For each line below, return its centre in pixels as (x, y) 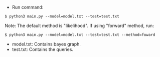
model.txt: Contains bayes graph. (46, 44)
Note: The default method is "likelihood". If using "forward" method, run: (79, 25)
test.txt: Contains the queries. (43, 49)
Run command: (28, 7)
